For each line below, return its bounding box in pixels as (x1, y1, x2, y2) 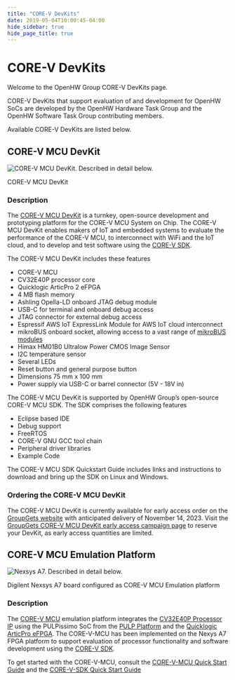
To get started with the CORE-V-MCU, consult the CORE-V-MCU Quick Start (7, 658, 227, 666)
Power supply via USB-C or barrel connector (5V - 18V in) (17, 380, 184, 388)
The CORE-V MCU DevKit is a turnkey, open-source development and (7, 211, 209, 219)
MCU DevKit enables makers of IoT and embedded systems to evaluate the (7, 226, 224, 235)
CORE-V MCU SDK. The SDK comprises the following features (7, 401, 187, 409)
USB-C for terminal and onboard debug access (17, 306, 154, 314)
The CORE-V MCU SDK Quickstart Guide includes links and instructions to (7, 465, 222, 474)
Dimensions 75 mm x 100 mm (17, 372, 103, 381)
